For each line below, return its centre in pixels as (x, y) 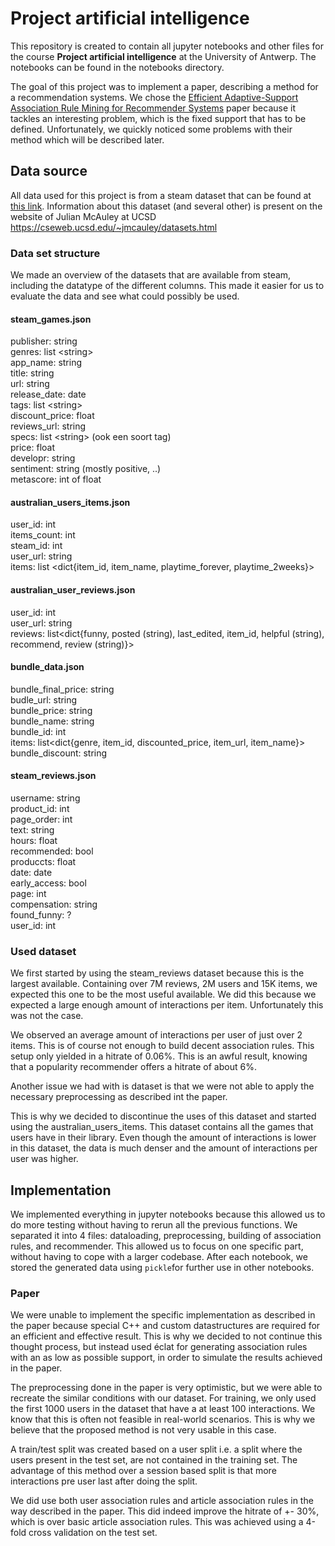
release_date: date (48, 394)
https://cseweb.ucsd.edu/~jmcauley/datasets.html (114, 227)
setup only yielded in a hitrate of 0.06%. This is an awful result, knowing (159, 1056)
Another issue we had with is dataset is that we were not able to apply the (162, 1086)
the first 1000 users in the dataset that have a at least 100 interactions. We (163, 1409)
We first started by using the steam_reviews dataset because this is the (157, 973)
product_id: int (40, 809)
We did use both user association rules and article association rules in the (162, 1501)
